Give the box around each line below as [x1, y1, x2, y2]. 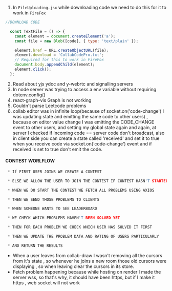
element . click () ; [14, 67, 52, 72]
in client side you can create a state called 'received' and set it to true [12, 135, 160, 141]
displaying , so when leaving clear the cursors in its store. [12, 263, 134, 269]
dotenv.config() [12, 92, 46, 98]
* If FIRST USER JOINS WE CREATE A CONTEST [7, 169, 102, 174]
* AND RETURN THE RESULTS [7, 243, 63, 248]
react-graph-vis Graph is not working [12, 97, 92, 103]
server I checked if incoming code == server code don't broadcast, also [12, 130, 165, 136]
